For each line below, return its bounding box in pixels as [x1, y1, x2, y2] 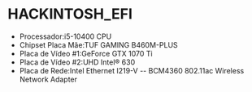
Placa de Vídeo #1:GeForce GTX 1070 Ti [19, 48, 153, 58]
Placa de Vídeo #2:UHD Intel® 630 [19, 57, 136, 67]
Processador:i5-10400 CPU [19, 31, 112, 41]
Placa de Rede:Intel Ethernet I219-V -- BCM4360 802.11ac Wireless [19, 65, 245, 75]
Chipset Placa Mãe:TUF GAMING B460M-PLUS [19, 40, 178, 49]
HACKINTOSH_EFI [7, 5, 133, 23]
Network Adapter [19, 74, 78, 84]
